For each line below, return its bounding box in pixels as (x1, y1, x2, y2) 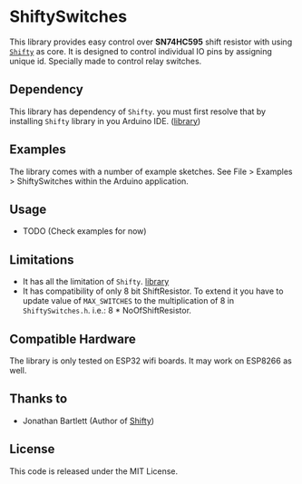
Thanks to (9, 392, 68, 407)
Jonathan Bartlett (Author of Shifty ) (22, 415, 155, 426)
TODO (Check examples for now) (22, 226, 147, 237)
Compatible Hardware (9, 331, 136, 346)
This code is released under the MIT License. (9, 465, 179, 477)
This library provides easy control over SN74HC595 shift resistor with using (9, 36, 293, 47)
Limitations (9, 252, 74, 267)
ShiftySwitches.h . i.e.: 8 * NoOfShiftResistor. (22, 305, 192, 316)
